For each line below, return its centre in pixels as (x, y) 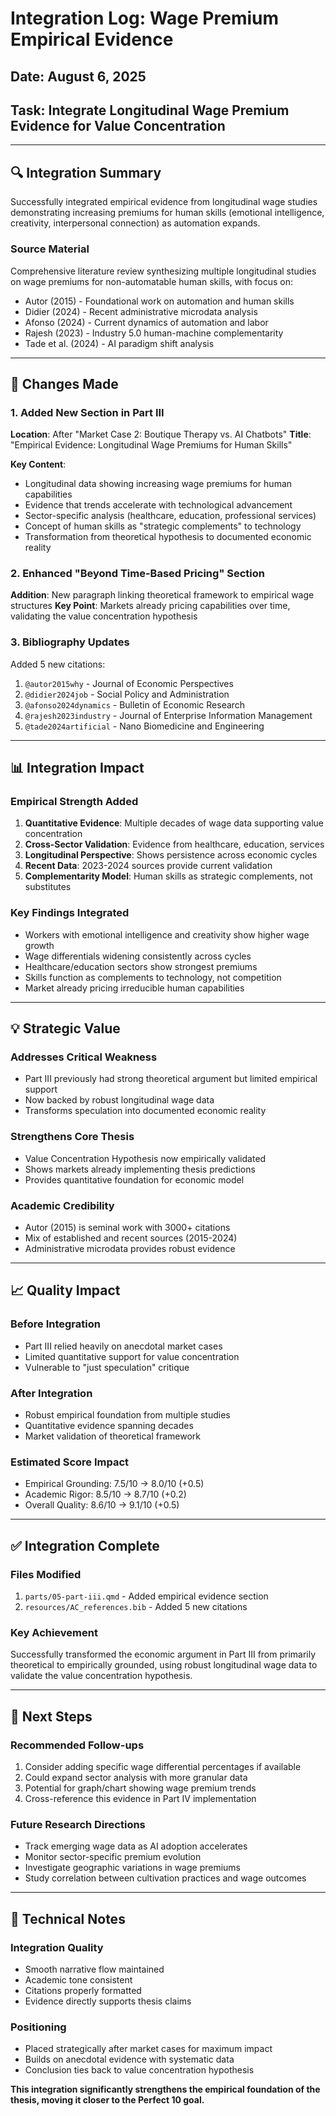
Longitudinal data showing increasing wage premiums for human (158, 484)
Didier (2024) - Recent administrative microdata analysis (141, 311)
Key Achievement (54, 1632)
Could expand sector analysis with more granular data (136, 1777)
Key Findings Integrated (70, 913)
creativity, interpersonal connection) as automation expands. (135, 223)
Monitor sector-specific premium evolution (113, 1857)
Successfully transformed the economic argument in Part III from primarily (163, 1654)
